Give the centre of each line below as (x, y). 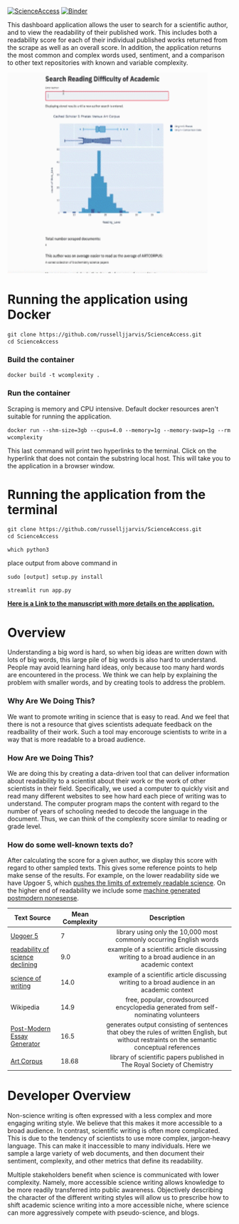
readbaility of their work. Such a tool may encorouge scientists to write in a (117, 731)
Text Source (32, 918)
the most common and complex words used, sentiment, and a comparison (116, 55)
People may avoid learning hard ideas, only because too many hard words (116, 667)
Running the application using (98, 300)
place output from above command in (62, 563)
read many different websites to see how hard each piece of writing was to (117, 796)
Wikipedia (25, 1007)
